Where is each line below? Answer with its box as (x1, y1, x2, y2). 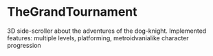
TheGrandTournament (7, 4, 137, 20)
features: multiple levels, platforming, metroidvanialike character (7, 33, 189, 42)
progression (7, 41, 41, 49)
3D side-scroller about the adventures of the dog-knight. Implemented (7, 27, 207, 35)
